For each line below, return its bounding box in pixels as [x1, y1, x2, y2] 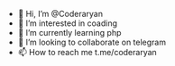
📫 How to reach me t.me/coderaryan [17, 47, 158, 57]
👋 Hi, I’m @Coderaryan [17, 9, 104, 19]
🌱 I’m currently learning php [17, 28, 122, 37]
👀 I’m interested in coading [17, 18, 118, 29]
